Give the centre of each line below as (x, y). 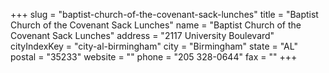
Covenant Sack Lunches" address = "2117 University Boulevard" (142, 35)
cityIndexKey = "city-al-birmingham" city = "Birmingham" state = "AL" (154, 46)
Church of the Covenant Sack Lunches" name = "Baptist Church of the (156, 25)
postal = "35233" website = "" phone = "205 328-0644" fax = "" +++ (154, 57)
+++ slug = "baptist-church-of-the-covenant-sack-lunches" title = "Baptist (164, 14)
